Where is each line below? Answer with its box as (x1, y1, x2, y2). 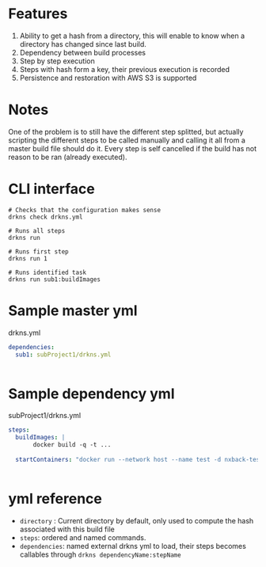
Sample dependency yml (8, 385, 175, 402)
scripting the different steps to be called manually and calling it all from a (8, 135, 245, 145)
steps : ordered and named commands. (19, 532, 146, 542)
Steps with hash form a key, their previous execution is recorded (19, 64, 230, 74)
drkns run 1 (8, 254, 47, 262)
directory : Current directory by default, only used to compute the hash (19, 516, 254, 525)
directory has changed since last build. (19, 39, 146, 48)
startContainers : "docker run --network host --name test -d (15, 455, 222, 463)
